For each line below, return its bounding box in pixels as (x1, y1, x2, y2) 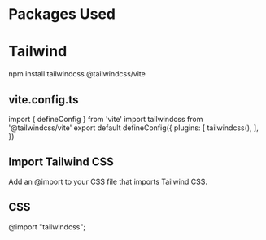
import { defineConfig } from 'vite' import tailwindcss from (8, 114, 203, 124)
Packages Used (8, 5, 116, 24)
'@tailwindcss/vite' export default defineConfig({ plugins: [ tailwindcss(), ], (8, 123, 259, 133)
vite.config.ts (8, 93, 79, 107)
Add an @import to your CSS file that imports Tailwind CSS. (8, 177, 208, 186)
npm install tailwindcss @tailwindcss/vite (8, 69, 146, 79)
